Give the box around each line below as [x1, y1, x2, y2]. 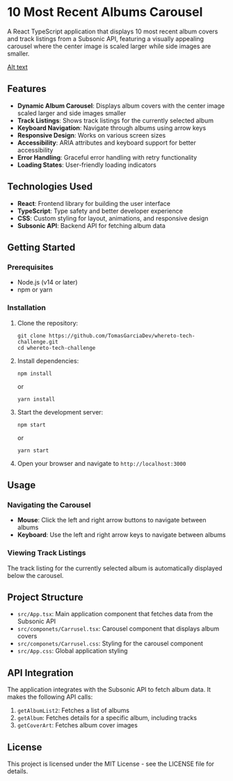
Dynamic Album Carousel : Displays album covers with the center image [17, 102, 225, 110]
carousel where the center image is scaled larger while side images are [7, 42, 211, 50]
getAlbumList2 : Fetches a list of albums [17, 707, 130, 715]
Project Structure [7, 591, 83, 603]
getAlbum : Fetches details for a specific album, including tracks [17, 714, 197, 722]
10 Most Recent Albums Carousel [7, 4, 203, 20]
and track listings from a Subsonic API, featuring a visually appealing [7, 34, 204, 42]
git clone [17, 332, 47, 339]
